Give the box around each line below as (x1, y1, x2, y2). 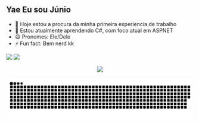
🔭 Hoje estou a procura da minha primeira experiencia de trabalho (14, 20, 177, 27)
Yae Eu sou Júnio (6, 5, 71, 15)
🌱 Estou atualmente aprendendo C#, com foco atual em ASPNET (14, 27, 173, 34)
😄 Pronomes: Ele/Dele (14, 33, 70, 40)
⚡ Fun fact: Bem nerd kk (14, 40, 74, 47)
